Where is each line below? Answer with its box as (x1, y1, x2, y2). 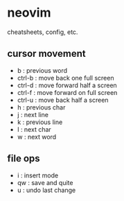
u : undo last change (17, 186, 76, 194)
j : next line (17, 110, 48, 119)
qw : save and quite (17, 178, 73, 186)
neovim (7, 5, 51, 21)
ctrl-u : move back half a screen (17, 96, 109, 104)
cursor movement (7, 48, 86, 60)
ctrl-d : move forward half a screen (17, 81, 118, 89)
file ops (7, 152, 40, 164)
